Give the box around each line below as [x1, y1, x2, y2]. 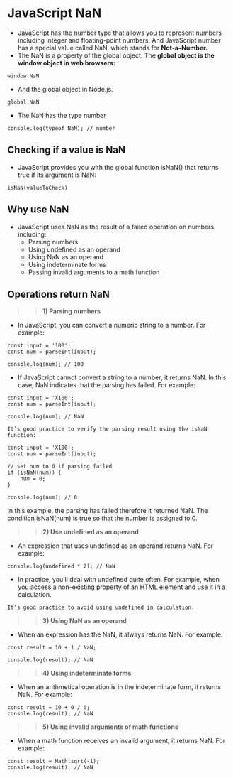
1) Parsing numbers [42, 307, 101, 315]
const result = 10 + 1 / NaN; [7, 644, 97, 652]
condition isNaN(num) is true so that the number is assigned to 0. [7, 514, 198, 523]
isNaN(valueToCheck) [7, 184, 69, 191]
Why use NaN [7, 204, 69, 216]
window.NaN [7, 72, 40, 80]
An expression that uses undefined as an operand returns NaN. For [17, 541, 214, 550]
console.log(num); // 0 [7, 494, 78, 502]
